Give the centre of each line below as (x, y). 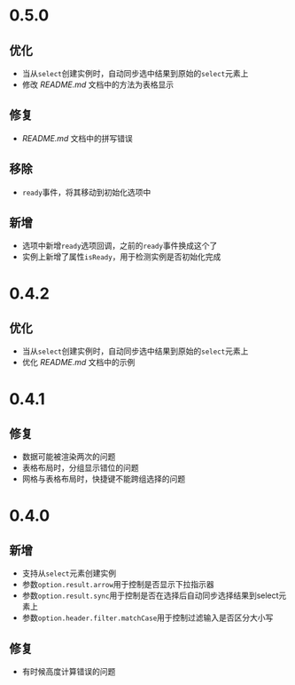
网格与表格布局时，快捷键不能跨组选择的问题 (104, 479)
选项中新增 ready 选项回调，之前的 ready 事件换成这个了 (120, 246)
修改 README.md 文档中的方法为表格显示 (98, 84)
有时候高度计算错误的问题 (69, 672)
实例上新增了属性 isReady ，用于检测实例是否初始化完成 (121, 257)
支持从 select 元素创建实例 (69, 573)
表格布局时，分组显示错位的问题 (80, 468)
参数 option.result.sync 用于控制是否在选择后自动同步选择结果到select (150, 595)
